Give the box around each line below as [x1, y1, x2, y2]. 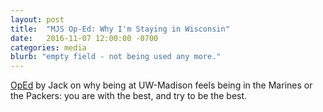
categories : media [10, 42, 87, 53]
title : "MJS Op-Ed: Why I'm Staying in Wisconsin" [10, 24, 230, 34]
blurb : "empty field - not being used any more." [10, 52, 222, 62]
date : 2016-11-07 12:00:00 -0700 [10, 33, 159, 43]
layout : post [10, 14, 65, 25]
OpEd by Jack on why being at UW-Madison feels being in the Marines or [10, 79, 313, 91]
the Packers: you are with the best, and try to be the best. [10, 90, 248, 102]
